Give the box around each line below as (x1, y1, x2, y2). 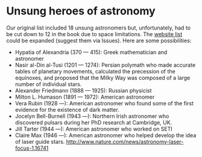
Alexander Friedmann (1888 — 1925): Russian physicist (14, 87, 152, 94)
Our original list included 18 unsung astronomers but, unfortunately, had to (6, 24, 191, 31)
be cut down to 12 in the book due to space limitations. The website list (6, 30, 183, 37)
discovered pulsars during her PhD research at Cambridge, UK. (14, 119, 172, 126)
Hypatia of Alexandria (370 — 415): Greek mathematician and (14, 48, 168, 55)
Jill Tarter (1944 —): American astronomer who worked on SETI (14, 125, 173, 132)
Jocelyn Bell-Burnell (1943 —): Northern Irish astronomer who (14, 112, 169, 120)
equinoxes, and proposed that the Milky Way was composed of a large (14, 74, 191, 81)
